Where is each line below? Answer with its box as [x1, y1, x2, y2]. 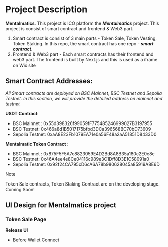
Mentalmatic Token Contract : [5, 141, 69, 147]
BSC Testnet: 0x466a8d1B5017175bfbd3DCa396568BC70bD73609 [12, 126, 151, 132]
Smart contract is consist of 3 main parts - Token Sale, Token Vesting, [12, 35, 157, 41]
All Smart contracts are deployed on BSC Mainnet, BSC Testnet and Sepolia [5, 90, 162, 96]
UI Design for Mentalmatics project [5, 201, 117, 210]
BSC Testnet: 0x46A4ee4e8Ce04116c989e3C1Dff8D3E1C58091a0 [12, 156, 149, 162]
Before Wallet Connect [12, 237, 59, 243]
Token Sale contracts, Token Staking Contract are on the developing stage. [5, 180, 160, 187]
